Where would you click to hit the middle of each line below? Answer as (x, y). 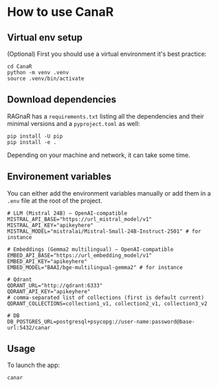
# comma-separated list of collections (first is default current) (106, 297)
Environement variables (59, 177)
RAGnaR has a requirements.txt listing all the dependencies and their (106, 116)
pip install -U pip (35, 136)
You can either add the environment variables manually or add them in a (109, 193)
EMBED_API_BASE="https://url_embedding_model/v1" (80, 255)
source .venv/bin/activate (46, 79)
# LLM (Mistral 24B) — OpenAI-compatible (67, 213)
